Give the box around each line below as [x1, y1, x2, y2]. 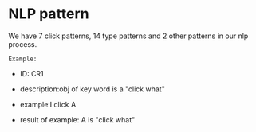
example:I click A [19, 99, 77, 109]
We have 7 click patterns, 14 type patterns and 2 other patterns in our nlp [8, 31, 249, 41]
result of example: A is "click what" [19, 115, 136, 124]
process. [8, 39, 37, 49]
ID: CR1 [19, 68, 44, 78]
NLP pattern [8, 5, 89, 23]
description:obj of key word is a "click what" [19, 84, 165, 94]
